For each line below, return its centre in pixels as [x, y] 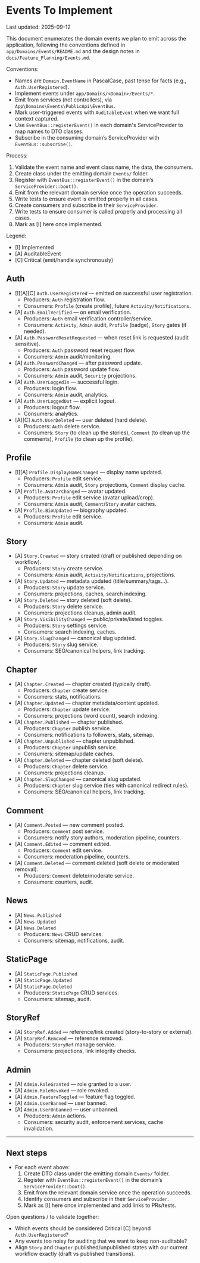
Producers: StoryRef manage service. [70, 1045]
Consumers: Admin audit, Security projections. [80, 375]
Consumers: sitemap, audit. [57, 999]
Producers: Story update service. [64, 588]
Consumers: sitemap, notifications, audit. [74, 940]
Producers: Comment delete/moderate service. [79, 876]
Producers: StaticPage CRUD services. [71, 992]
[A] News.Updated [35, 921]
